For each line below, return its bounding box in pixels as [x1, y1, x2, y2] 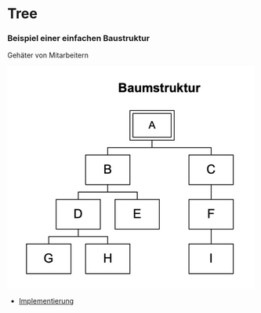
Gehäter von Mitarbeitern [7, 50, 89, 60]
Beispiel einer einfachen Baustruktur [7, 33, 150, 44]
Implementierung [18, 296, 74, 306]
